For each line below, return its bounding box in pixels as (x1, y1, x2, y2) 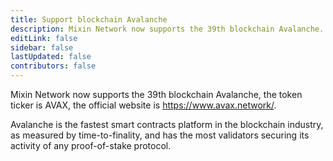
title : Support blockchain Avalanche (10, 14, 168, 25)
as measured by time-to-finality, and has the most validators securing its (10, 129, 310, 141)
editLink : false (10, 33, 78, 43)
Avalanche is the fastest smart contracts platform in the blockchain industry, (10, 119, 324, 130)
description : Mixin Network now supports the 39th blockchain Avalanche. (10, 24, 325, 34)
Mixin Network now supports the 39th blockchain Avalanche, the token (10, 89, 303, 100)
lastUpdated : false (10, 52, 92, 62)
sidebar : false (10, 42, 74, 53)
